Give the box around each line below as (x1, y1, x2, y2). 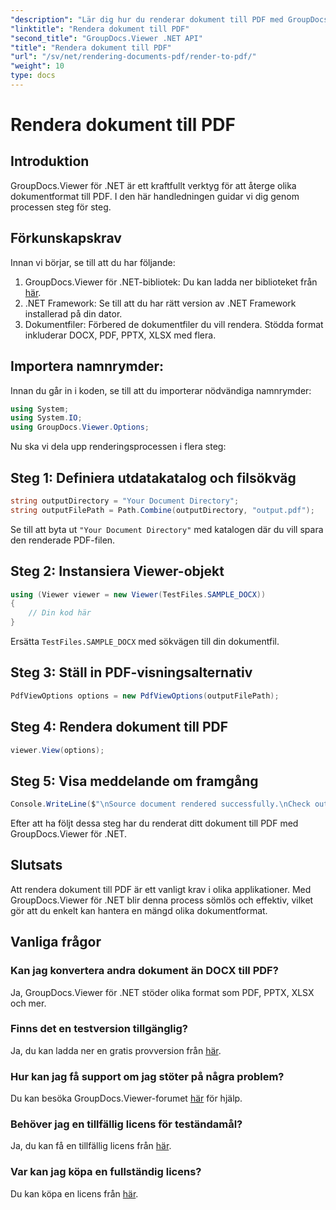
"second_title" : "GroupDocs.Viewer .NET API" (10, 33, 203, 43)
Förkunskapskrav (10, 230, 122, 247)
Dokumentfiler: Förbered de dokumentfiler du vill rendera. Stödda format (24, 318, 324, 330)
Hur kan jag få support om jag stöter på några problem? (10, 1069, 285, 1083)
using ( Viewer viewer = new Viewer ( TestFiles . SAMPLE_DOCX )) (10, 589, 267, 600)
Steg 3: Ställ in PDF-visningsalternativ (10, 664, 253, 681)
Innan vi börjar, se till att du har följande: (10, 256, 176, 268)
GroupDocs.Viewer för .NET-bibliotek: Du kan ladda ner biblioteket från (24, 276, 318, 288)
